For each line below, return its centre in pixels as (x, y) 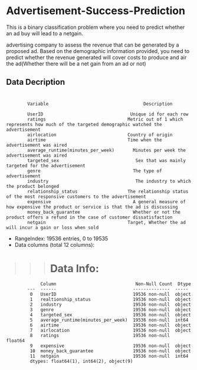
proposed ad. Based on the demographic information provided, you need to (98, 51)
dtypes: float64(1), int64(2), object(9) (81, 361)
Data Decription (36, 82)
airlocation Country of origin (100, 135)
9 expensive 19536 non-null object (111, 346)
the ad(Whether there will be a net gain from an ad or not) (76, 64)
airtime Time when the (95, 140)
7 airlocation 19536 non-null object (111, 331)
